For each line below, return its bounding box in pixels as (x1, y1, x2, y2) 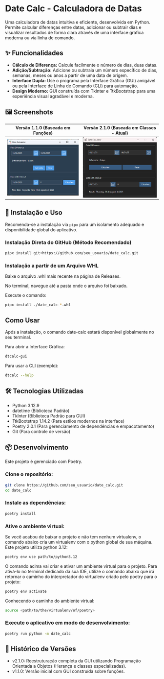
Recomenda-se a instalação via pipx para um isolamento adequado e (5, 221, 144, 227)
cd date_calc (5, 488, 32, 493)
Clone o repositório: (5, 471, 53, 478)
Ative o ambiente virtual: (5, 523, 65, 530)
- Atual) (111, 130, 128, 136)
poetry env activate (5, 589, 47, 594)
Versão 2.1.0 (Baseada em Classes (83, 125, 156, 131)
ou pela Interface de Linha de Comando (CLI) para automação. (12, 83, 138, 89)
